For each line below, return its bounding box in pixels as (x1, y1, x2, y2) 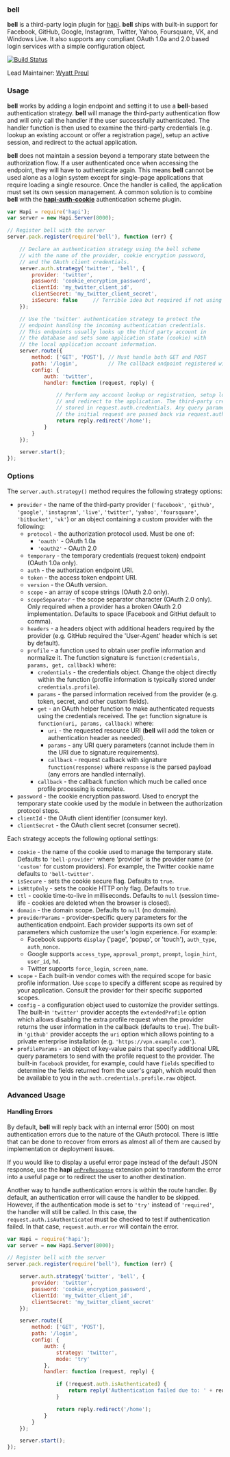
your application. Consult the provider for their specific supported (16, 986, 203, 994)
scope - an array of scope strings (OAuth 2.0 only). (27, 588, 170, 596)
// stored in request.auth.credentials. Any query (55, 405, 204, 412)
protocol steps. (16, 806, 60, 814)
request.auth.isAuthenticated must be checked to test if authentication (7, 1215, 210, 1223)
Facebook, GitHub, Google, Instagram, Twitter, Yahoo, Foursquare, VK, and (7, 27, 218, 36)
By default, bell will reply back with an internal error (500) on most (7, 1123, 195, 1131)
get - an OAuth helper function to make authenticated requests (37, 704, 215, 713)
